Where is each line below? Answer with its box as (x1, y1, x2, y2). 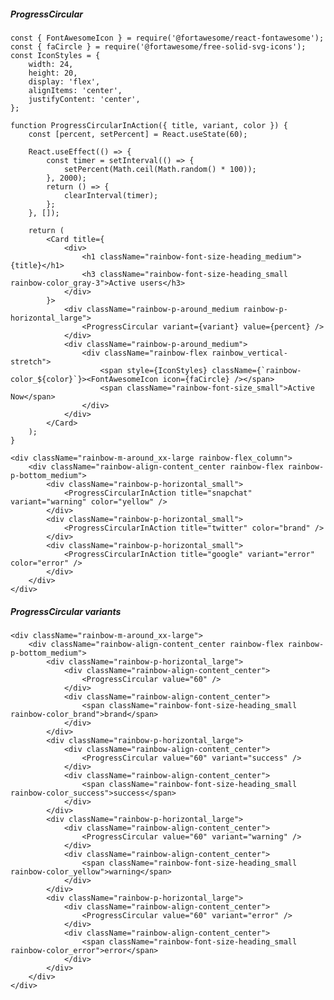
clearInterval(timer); (63, 190, 159, 200)
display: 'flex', (28, 76, 101, 87)
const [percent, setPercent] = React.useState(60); (28, 129, 248, 139)
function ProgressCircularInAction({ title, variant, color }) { (10, 120, 288, 130)
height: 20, (28, 68, 78, 78)
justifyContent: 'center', (28, 94, 141, 104)
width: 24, (28, 59, 74, 69)
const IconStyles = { (10, 50, 101, 60)
